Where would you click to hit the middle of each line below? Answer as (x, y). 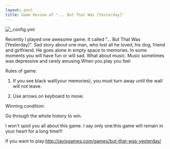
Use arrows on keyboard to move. (48, 96)
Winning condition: (25, 106)
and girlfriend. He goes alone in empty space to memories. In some (76, 50)
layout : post (19, 10)
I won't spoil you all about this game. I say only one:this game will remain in (84, 126)
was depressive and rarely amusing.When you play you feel (68, 61)
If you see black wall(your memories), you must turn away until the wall (88, 81)
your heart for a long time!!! (34, 131)
